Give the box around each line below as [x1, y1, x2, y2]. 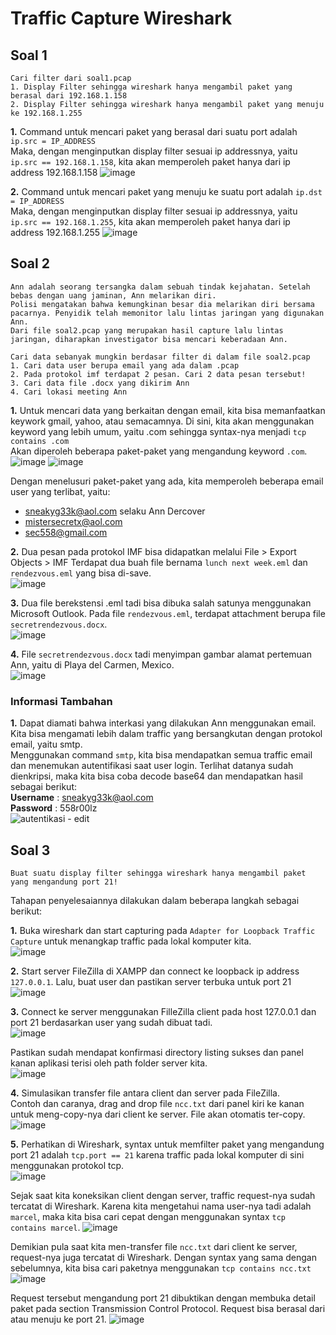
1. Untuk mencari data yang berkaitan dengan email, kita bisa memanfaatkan [10, 404, 326, 416]
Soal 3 [10, 842, 51, 859]
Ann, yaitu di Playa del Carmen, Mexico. [10, 658, 175, 671]
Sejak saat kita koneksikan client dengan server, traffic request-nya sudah [10, 1189, 316, 1201]
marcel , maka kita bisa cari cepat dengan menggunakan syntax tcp [10, 1210, 286, 1222]
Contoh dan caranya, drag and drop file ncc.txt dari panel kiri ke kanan [10, 1097, 305, 1109]
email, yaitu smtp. [10, 738, 83, 751]
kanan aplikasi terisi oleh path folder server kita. [10, 1057, 208, 1069]
